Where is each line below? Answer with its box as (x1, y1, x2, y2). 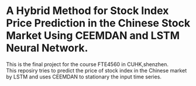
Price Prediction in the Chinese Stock (6, 16, 191, 30)
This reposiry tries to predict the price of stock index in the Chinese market (6, 67, 187, 74)
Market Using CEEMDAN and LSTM (6, 29, 180, 42)
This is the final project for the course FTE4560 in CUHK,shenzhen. (6, 60, 169, 68)
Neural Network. (6, 42, 88, 55)
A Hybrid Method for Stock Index (6, 4, 169, 18)
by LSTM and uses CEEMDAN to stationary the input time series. (6, 73, 162, 80)
